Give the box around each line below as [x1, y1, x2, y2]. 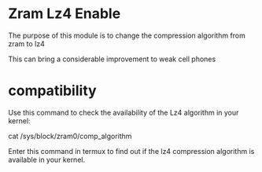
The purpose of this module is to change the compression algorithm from [8, 31, 246, 40]
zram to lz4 [8, 38, 46, 48]
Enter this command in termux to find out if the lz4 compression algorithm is [8, 146, 255, 156]
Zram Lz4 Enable [8, 5, 121, 23]
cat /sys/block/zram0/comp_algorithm [8, 131, 132, 141]
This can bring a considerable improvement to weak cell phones [8, 54, 216, 64]
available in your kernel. [8, 155, 85, 164]
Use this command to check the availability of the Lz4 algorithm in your [8, 108, 239, 117]
